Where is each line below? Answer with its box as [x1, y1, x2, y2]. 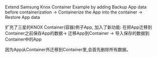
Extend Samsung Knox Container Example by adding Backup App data [5, 4, 147, 10]
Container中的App [5, 36, 42, 42]
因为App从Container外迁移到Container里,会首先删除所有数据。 [5, 47, 131, 52]
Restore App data [5, 14, 40, 20]
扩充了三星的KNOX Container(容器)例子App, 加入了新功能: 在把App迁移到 [5, 24, 152, 30]
